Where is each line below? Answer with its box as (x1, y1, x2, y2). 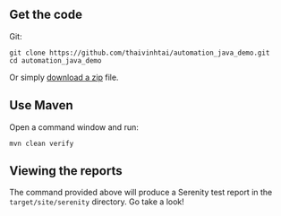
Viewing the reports (9, 163, 123, 178)
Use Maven (9, 98, 73, 113)
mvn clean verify (9, 139, 74, 148)
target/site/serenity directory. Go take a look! (9, 196, 185, 207)
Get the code (9, 7, 83, 22)
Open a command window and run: (9, 121, 139, 133)
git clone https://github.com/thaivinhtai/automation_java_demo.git (9, 48, 270, 57)
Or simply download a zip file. (9, 72, 119, 82)
